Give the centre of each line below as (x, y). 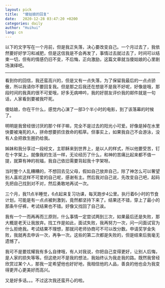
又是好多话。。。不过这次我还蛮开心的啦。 (46, 280)
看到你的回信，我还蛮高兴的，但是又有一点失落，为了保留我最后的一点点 (78, 80)
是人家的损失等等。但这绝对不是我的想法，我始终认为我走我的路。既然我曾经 (82, 258)
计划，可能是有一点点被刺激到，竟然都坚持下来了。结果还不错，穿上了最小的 (82, 200)
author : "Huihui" (23, 28)
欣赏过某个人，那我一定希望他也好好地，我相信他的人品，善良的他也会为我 (80, 264)
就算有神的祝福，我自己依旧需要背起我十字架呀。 (63, 161)
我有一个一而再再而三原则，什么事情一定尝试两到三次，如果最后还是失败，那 (82, 217)
